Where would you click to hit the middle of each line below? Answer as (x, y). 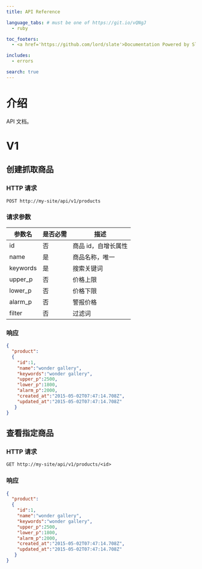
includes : (19, 56)
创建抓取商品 (30, 170)
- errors (23, 61)
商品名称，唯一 (94, 257)
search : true (23, 72)
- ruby (20, 28)
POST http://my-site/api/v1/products (54, 201)
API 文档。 (19, 121)
